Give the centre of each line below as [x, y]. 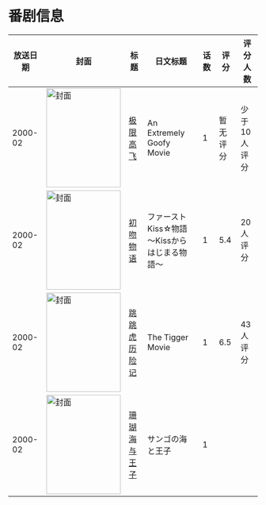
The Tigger [168, 337]
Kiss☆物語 [167, 229]
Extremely [166, 133]
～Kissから [167, 241]
